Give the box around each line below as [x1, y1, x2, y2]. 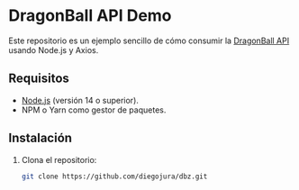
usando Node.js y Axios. [8, 44, 99, 55]
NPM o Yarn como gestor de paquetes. [21, 104, 167, 115]
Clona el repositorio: [21, 154, 97, 165]
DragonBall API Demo [8, 5, 172, 26]
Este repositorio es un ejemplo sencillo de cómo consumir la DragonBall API [8, 35, 290, 46]
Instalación [8, 131, 73, 146]
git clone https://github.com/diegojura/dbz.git [21, 172, 208, 181]
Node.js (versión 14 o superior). [21, 95, 139, 105]
